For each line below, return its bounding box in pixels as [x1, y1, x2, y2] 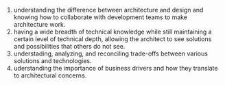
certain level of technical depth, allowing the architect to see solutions [13, 35, 212, 43]
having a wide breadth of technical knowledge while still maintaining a [13, 27, 212, 36]
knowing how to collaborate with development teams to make [13, 13, 187, 21]
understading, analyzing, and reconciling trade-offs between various [13, 49, 208, 58]
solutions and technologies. [13, 57, 92, 64]
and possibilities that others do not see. [13, 42, 126, 50]
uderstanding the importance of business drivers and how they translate [13, 64, 218, 72]
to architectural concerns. [13, 71, 87, 80]
